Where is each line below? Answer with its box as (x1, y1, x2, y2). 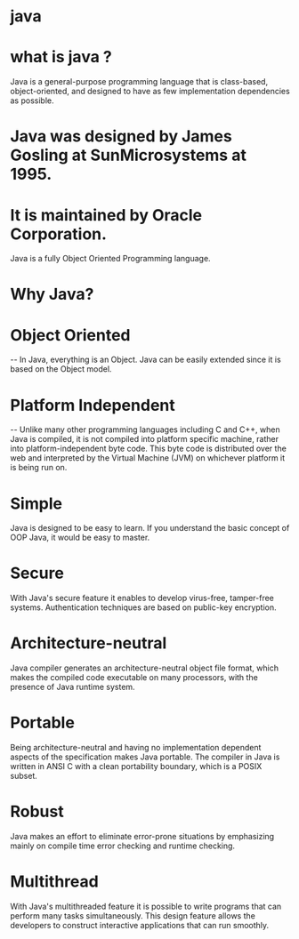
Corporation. (10, 224, 108, 244)
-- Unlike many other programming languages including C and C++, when (10, 424, 280, 435)
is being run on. (10, 462, 68, 473)
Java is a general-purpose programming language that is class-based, (10, 76, 269, 87)
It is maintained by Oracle (10, 205, 203, 225)
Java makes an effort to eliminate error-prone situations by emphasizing (10, 831, 275, 841)
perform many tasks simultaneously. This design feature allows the (10, 910, 256, 921)
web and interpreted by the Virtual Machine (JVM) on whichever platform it (10, 453, 286, 463)
